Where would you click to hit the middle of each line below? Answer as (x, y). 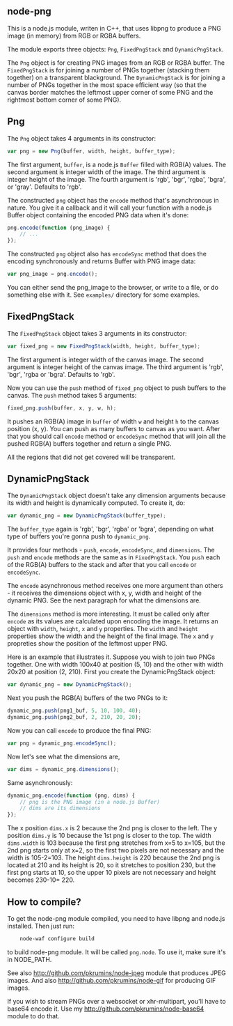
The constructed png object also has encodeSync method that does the (107, 254)
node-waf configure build (57, 939)
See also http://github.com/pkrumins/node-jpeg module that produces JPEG (116, 973)
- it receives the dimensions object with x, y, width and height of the (104, 593)
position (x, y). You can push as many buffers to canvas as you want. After (114, 428)
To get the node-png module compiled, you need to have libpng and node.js (116, 918)
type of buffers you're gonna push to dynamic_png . (79, 536)
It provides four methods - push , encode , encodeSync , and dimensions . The (111, 550)
